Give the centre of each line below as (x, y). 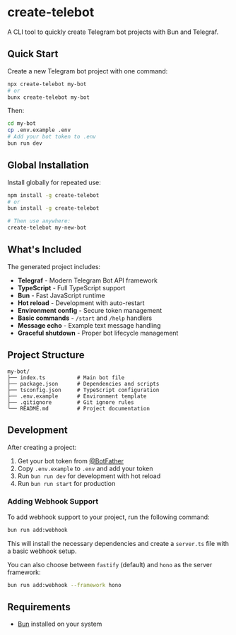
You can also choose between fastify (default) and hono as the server (110, 564)
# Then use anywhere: (39, 221)
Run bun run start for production (66, 483)
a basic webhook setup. (42, 551)
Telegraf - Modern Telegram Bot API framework (87, 280)
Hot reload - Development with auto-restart (81, 303)
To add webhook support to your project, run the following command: (108, 517)
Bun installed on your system (60, 624)
